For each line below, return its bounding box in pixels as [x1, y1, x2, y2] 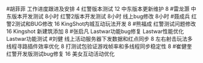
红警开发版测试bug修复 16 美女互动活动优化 [6, 50, 115, 57]
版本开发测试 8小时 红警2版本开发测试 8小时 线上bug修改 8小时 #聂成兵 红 [11, 13, 197, 20]
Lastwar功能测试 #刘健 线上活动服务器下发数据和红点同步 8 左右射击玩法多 [6, 35, 193, 42]
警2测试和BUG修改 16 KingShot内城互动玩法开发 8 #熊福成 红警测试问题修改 [6, 20, 196, 27]
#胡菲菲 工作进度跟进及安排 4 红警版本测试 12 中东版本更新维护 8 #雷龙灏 [6, 5, 190, 12]
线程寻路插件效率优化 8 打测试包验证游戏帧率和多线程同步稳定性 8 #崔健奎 [6, 43, 192, 50]
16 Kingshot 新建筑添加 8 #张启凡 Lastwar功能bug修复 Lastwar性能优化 [6, 28, 184, 35]
